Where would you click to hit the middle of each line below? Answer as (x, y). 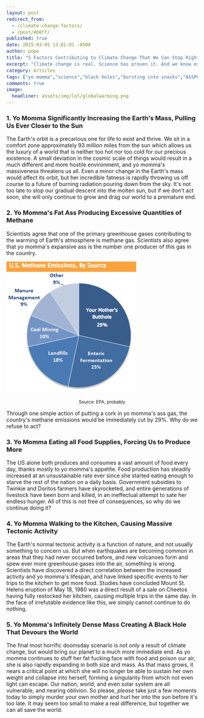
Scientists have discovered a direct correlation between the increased (94, 570)
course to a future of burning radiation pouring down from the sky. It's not (99, 184)
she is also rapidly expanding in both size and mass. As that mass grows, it (100, 665)
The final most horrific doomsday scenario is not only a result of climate (96, 645)
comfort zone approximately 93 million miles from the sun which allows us (99, 145)
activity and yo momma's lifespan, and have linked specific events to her (97, 576)
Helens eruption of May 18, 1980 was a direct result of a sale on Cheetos (97, 590)
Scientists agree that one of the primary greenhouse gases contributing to (99, 233)
